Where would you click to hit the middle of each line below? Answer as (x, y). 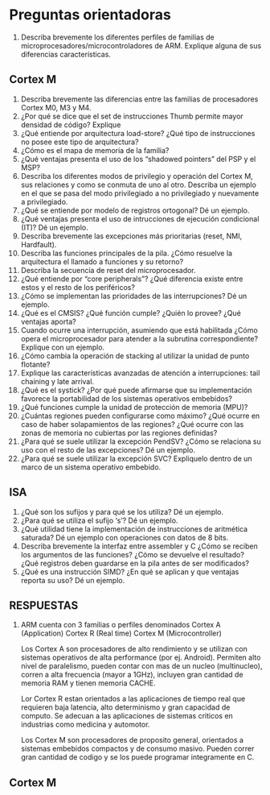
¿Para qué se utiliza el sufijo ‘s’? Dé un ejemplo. (99, 520)
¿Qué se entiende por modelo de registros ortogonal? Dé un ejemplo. (135, 210)
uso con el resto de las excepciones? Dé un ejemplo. (108, 449)
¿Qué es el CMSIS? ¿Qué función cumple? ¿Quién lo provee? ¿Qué (131, 313)
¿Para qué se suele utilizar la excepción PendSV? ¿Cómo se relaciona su (141, 441)
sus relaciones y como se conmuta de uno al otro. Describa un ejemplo (138, 184)
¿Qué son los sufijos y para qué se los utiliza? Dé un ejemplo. (122, 511)
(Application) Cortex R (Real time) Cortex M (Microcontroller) (121, 633)
